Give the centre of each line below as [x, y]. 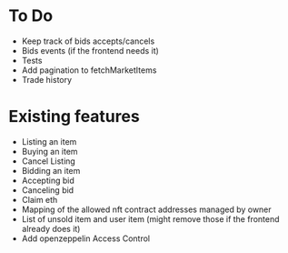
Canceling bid [48, 190]
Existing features [74, 117]
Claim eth [40, 199]
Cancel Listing [49, 161]
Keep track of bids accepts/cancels [88, 41]
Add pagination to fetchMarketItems [89, 70]
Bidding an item [51, 170]
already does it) [51, 228]
